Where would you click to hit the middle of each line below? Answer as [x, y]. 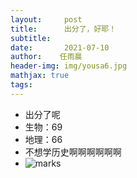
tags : [21, 85]
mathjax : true [40, 76]
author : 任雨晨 [46, 57]
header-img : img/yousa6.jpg [69, 66]
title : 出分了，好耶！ [63, 29]
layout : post [46, 19]
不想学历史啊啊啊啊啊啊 [73, 152]
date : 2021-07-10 [60, 47]
